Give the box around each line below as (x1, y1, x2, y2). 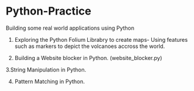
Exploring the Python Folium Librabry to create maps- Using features (14, 36, 188, 43)
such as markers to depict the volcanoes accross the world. (14, 42, 165, 50)
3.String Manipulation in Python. (5, 66, 87, 73)
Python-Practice (5, 4, 92, 18)
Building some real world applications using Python (5, 24, 135, 32)
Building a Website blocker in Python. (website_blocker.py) (14, 54, 162, 61)
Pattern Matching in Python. (14, 78, 85, 85)
